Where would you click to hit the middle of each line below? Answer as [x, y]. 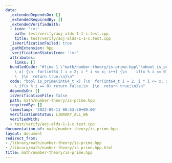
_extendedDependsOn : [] [35, 15]
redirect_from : [21, 138]
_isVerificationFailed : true [41, 43]
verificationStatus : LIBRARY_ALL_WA [49, 115]
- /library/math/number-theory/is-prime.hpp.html [59, 148]
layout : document [24, 133]
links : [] [25, 62]
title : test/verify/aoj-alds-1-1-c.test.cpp [63, 39]
